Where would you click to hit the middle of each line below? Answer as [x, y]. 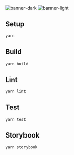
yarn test [16, 119]
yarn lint [16, 92]
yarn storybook [21, 147]
